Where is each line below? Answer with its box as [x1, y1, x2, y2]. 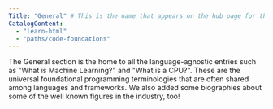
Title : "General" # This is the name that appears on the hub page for [8, 11, 256, 20]
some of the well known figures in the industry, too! [8, 91, 180, 102]
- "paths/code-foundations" [15, 34, 111, 43]
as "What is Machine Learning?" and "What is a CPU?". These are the [8, 66, 241, 76]
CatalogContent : [8, 20, 63, 28]
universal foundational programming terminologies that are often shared [8, 74, 249, 84]
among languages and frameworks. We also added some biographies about [8, 83, 262, 93]
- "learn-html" [15, 27, 67, 35]
